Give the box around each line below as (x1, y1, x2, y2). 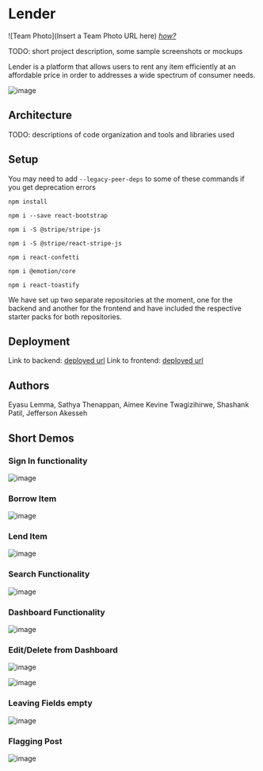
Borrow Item (8, 493, 57, 504)
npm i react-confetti (8, 253, 80, 261)
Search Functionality (8, 569, 90, 580)
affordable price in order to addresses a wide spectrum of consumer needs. (8, 70, 256, 79)
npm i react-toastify (8, 281, 80, 289)
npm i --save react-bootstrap (8, 211, 109, 219)
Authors (8, 379, 50, 392)
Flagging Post (8, 735, 63, 746)
